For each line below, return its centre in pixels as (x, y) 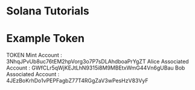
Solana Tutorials (48, 11)
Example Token (45, 39)
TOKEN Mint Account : (34, 55)
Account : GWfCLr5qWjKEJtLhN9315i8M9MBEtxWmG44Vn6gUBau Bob (96, 68)
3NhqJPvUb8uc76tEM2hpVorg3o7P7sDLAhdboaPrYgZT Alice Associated (97, 62)
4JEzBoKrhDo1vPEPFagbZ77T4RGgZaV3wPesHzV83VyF (78, 81)
